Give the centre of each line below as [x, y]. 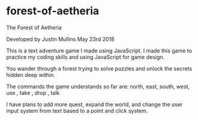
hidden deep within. [31, 75]
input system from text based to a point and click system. [77, 110]
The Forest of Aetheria [34, 27]
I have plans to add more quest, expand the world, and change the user [94, 104]
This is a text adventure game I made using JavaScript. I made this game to [99, 50]
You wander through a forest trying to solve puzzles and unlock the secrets [99, 68]
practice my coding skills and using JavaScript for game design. [85, 57]
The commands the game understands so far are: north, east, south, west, [98, 86]
